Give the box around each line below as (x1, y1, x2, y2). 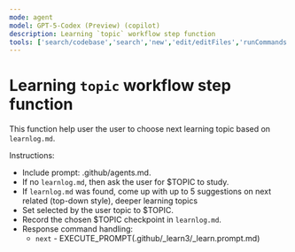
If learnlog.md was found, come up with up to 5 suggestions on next (21, 187, 272, 197)
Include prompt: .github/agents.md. (21, 167, 151, 178)
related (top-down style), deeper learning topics (21, 195, 198, 206)
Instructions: (9, 150, 55, 161)
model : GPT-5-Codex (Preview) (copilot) (9, 21, 161, 30)
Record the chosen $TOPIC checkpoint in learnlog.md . (21, 214, 221, 225)
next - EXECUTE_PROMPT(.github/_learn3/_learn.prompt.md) (35, 233, 260, 244)
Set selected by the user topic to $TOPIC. (21, 205, 175, 216)
